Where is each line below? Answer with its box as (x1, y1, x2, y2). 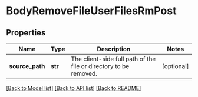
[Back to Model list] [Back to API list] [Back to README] (6, 85, 141, 92)
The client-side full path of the (71, 55, 156, 63)
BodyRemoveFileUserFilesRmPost (6, 4, 177, 18)
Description (97, 45, 131, 53)
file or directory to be (71, 62, 130, 70)
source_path (9, 62, 45, 70)
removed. (71, 69, 97, 78)
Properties (6, 28, 46, 38)
